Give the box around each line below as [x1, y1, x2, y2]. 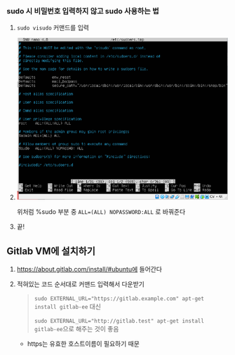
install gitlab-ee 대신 [34, 302, 101, 311]
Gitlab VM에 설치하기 [6, 245, 96, 257]
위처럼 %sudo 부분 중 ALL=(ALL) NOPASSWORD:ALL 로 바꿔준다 [16, 208, 186, 216]
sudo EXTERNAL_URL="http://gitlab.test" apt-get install [34, 318, 205, 325]
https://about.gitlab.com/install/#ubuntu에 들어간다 [16, 265, 163, 274]
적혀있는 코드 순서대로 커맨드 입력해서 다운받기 [16, 280, 145, 288]
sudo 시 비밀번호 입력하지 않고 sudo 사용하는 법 [6, 6, 159, 15]
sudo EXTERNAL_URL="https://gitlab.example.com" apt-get [34, 295, 205, 302]
